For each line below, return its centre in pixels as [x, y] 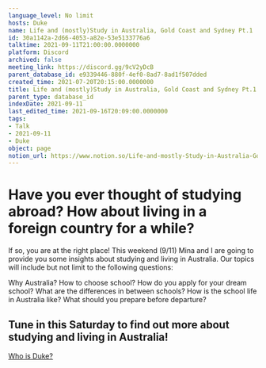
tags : [17, 119]
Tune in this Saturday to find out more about [119, 325]
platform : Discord [38, 52]
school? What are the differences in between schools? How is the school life [133, 291]
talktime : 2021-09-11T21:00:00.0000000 [74, 45]
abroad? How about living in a [108, 212]
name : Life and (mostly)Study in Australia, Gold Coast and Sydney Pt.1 [131, 30]
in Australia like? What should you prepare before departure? [108, 300]
